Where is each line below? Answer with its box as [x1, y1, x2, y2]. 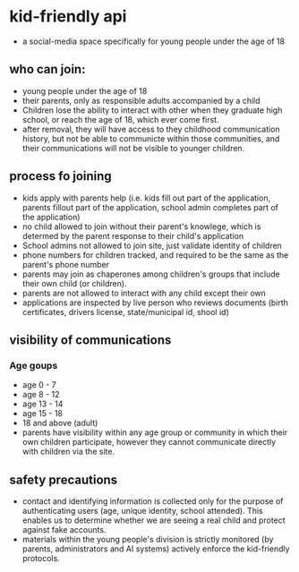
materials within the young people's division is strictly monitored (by [21, 534, 274, 545]
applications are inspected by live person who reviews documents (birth [21, 297, 289, 308]
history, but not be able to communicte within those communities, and [21, 132, 280, 144]
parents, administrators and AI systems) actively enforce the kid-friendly [21, 543, 290, 554]
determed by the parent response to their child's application [21, 230, 244, 241]
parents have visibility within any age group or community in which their [21, 427, 288, 438]
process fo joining [9, 168, 112, 184]
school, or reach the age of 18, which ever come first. [21, 114, 219, 124]
